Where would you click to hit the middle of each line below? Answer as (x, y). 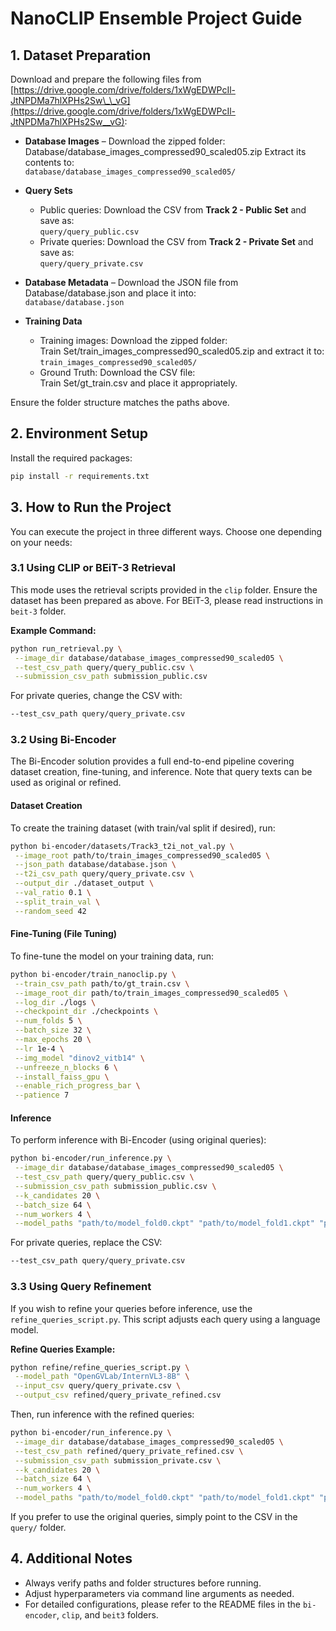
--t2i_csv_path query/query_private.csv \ (104, 874)
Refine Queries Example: (63, 1349)
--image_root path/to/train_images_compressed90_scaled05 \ (142, 855)
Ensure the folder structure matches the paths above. (120, 402)
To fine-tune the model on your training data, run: (112, 956)
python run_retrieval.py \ (66, 648)
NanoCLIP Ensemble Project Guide (156, 18)
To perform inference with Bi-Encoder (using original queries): (138, 1140)
